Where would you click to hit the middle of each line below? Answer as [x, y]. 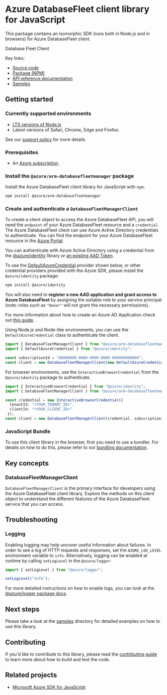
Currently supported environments [48, 114]
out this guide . [20, 320]
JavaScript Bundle [28, 431]
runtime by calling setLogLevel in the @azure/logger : [58, 560]
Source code [25, 68]
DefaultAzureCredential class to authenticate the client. [62, 335]
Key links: [15, 58]
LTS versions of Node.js [37, 124]
